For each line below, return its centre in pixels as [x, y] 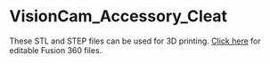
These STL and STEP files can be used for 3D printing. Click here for [135, 41]
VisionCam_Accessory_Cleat [119, 16]
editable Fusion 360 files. [56, 50]
